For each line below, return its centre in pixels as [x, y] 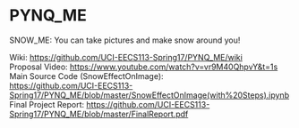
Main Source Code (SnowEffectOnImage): [86, 76]
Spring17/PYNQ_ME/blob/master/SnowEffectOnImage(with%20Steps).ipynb [149, 95]
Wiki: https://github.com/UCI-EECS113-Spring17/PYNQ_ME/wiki [126, 57]
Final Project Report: [47, 104]
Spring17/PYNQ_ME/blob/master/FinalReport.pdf [99, 114]
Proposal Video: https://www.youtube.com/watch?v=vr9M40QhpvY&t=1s [144, 67]
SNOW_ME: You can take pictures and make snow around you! [125, 40]
